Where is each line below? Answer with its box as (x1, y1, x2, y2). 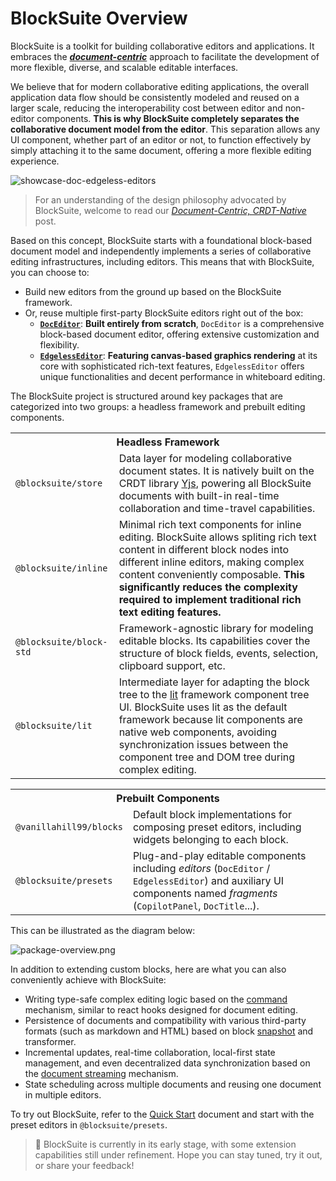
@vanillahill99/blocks (15, 821, 123, 832)
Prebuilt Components (116, 791, 220, 805)
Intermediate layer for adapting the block (118, 675, 310, 689)
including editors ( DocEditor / (132, 861, 271, 875)
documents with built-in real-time (118, 488, 280, 502)
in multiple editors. (24, 1088, 102, 1101)
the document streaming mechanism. (24, 1067, 179, 1079)
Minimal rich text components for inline (118, 517, 302, 531)
